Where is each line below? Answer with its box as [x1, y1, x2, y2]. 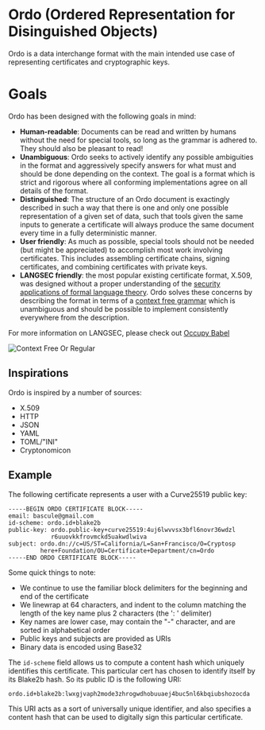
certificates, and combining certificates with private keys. [19, 262, 208, 271]
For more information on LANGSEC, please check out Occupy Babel [8, 328, 230, 337]
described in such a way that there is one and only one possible [19, 203, 229, 212]
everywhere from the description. [19, 313, 129, 322]
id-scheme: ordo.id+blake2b [8, 518, 102, 526]
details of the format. [19, 185, 89, 196]
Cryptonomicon [19, 445, 71, 455]
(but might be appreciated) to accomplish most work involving [19, 245, 224, 254]
